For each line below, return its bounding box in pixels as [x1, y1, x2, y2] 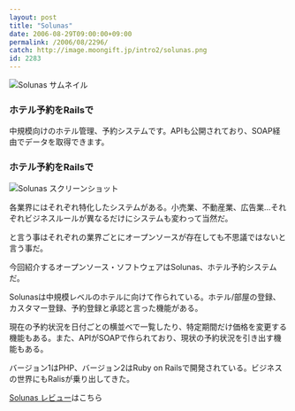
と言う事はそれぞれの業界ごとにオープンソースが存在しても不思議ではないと [9, 231, 287, 242]
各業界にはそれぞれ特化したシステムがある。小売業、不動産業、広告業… [9, 201, 271, 213]
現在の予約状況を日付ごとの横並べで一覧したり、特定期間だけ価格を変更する [9, 321, 287, 332]
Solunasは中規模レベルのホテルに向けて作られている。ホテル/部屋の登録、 [9, 291, 281, 302]
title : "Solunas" [9, 21, 73, 30]
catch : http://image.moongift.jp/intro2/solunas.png [9, 46, 208, 55]
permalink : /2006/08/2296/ [9, 37, 109, 47]
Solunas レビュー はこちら [9, 392, 103, 403]
